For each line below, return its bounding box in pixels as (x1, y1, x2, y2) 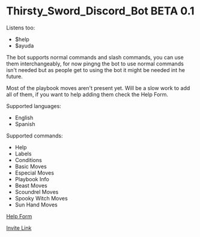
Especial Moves (14, 169, 54, 176)
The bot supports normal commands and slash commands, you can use (6, 53, 184, 61)
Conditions (14, 156, 42, 163)
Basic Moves (14, 163, 47, 170)
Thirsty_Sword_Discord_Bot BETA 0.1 (6, 4, 195, 18)
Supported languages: (6, 102, 61, 109)
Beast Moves (14, 182, 47, 189)
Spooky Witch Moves (14, 194, 68, 202)
